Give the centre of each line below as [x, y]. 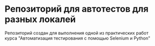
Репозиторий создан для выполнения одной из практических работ [77, 33]
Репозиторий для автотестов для [77, 9]
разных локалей [40, 19]
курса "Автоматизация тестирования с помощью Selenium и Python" [77, 38]
